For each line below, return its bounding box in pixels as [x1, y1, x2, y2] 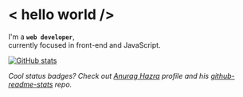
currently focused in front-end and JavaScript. [8, 40, 161, 49]
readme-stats [8, 80, 53, 89]
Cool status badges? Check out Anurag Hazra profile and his [8, 71, 210, 80]
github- [210, 71, 235, 80]
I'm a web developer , [8, 32, 76, 41]
